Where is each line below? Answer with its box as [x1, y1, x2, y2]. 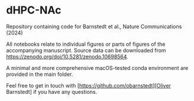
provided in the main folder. [6, 70, 73, 78]
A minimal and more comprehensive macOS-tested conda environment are [6, 64, 189, 71]
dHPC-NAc [6, 4, 62, 17]
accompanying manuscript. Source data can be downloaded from [6, 46, 167, 53]
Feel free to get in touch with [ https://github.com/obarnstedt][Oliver [6, 82, 172, 89]
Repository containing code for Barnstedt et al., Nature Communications [6, 23, 182, 30]
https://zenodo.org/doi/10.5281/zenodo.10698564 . [6, 53, 128, 60]
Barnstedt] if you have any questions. [6, 88, 98, 95]
